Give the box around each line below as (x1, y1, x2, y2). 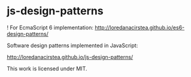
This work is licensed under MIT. (7, 64, 87, 72)
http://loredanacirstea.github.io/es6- (94, 24, 185, 31)
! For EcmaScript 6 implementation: (7, 24, 93, 31)
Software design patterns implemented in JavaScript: (7, 42, 138, 49)
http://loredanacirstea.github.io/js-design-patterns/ (7, 53, 134, 60)
